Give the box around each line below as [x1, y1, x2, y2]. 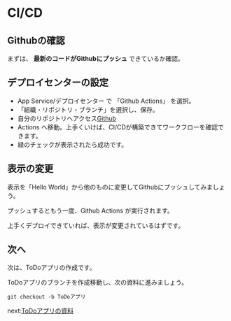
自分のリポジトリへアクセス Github [17, 114, 117, 122]
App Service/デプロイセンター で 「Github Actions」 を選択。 [17, 97, 195, 105]
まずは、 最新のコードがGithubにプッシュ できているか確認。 [7, 55, 184, 62]
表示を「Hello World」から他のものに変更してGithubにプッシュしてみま [7, 183, 213, 191]
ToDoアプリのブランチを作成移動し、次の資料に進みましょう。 [7, 278, 188, 287]
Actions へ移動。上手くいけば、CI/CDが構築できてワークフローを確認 [17, 122, 218, 131]
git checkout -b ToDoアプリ [7, 294, 86, 301]
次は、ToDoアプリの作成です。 [7, 264, 96, 272]
